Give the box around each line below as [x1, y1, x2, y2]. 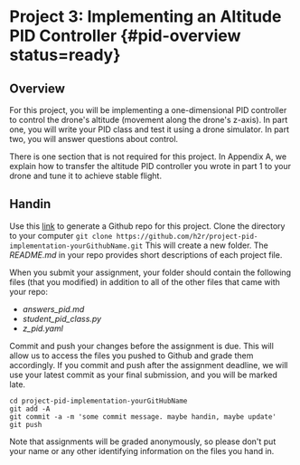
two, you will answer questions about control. [9, 134, 179, 144]
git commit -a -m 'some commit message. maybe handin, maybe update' [9, 412, 277, 422]
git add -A [9, 404, 51, 413]
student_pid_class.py [22, 313, 102, 324]
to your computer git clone [9, 230, 113, 241]
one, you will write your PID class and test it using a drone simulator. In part [9, 124, 290, 135]
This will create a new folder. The [145, 240, 269, 251]
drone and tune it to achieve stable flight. [9, 170, 163, 181]
